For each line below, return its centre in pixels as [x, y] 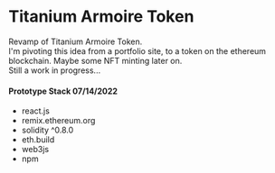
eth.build [38, 140]
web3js [35, 150]
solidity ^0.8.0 [47, 130]
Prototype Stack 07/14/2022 [63, 91]
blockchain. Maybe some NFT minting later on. [95, 60]
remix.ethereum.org [58, 121]
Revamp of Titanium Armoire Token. [76, 41]
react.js [36, 111]
